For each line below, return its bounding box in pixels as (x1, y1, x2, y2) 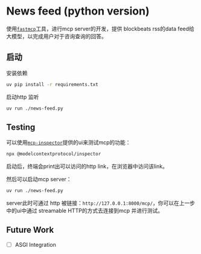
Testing (6, 122, 36, 132)
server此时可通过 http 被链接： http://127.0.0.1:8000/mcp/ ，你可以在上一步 (6, 199, 196, 207)
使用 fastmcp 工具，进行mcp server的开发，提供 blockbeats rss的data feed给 (6, 25, 195, 32)
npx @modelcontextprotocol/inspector (6, 151, 101, 157)
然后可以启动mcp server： (6, 176, 72, 183)
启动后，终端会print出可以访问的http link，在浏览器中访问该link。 (6, 162, 168, 170)
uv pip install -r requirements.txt (6, 81, 98, 87)
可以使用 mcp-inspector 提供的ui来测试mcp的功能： (6, 139, 131, 146)
